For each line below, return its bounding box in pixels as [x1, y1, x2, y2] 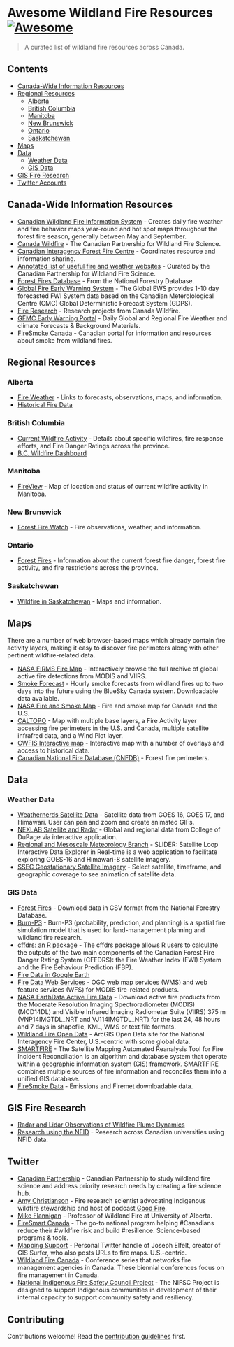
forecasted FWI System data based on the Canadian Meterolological [17, 292, 214, 300]
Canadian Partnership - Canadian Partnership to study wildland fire [17, 1174, 211, 1183]
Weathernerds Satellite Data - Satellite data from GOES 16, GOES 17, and [17, 811, 225, 819]
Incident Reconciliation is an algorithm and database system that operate [17, 1052, 228, 1060]
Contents [7, 63, 49, 75]
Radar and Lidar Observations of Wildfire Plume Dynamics [17, 1120, 185, 1129]
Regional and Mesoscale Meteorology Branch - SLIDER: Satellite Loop [17, 841, 219, 849]
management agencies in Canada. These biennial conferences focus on [17, 1264, 225, 1272]
